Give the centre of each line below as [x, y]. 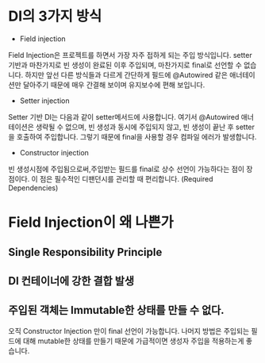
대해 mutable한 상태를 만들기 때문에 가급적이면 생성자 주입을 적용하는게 [133, 341]
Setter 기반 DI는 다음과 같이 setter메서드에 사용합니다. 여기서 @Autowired [124, 117]
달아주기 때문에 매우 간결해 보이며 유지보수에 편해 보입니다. [114, 85]
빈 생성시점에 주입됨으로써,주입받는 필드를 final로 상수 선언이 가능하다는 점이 [126, 169]
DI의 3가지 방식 [55, 16]
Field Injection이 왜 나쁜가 [91, 222]
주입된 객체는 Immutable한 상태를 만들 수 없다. [116, 310]
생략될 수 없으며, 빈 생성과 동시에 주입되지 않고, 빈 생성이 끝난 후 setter [145, 127]
